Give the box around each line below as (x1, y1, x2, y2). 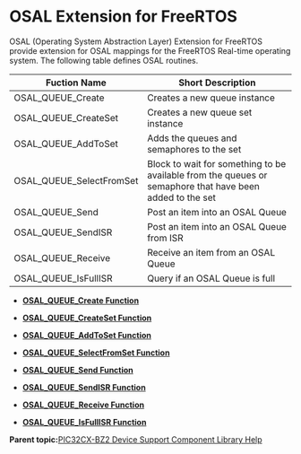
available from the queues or (147, 169, 268, 181)
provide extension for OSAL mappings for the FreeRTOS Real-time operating (9, 45, 291, 56)
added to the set (147, 191, 217, 204)
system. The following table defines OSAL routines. (9, 55, 199, 65)
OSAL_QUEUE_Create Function (21, 294, 140, 306)
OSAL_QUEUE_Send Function (21, 364, 134, 375)
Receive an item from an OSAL (147, 246, 276, 258)
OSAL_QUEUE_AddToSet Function (21, 329, 152, 340)
